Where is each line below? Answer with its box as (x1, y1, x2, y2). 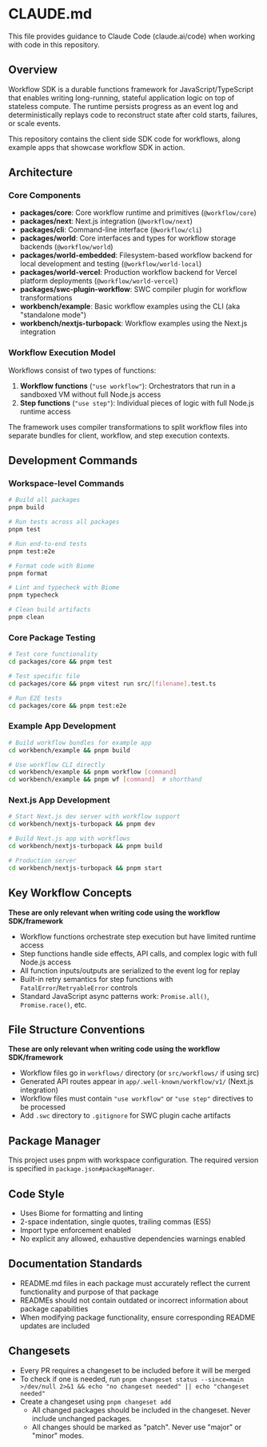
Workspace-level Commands (8, 478, 125, 489)
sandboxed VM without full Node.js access (19, 390, 161, 399)
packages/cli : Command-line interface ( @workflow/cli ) (19, 225, 202, 235)
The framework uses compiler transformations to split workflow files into (8, 422, 248, 431)
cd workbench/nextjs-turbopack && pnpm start (8, 863, 162, 872)
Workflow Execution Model (8, 347, 116, 358)
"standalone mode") (19, 310, 86, 320)
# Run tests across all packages (8, 518, 120, 526)
